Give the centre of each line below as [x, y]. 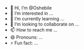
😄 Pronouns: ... [26, 37]
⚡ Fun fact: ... [24, 43]
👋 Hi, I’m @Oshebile [31, 8]
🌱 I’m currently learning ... [37, 19]
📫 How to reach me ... [34, 30]
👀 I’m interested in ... [32, 13]
